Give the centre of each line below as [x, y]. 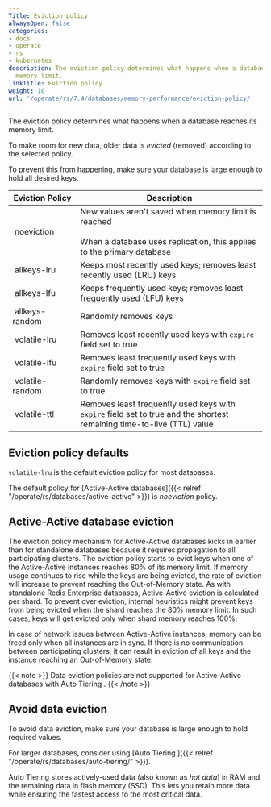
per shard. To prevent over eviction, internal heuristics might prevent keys [131, 601]
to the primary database [126, 252]
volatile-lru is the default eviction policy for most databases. [112, 472]
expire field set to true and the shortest [154, 414]
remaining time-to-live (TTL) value [147, 424]
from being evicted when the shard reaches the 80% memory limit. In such [133, 609]
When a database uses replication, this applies [168, 242]
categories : [28, 31]
